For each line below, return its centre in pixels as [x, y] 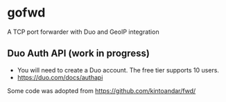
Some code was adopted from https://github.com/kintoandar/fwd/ [102, 90]
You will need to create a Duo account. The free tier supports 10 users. [118, 70]
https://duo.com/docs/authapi [60, 77]
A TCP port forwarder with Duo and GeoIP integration [83, 32]
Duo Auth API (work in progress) [79, 53]
